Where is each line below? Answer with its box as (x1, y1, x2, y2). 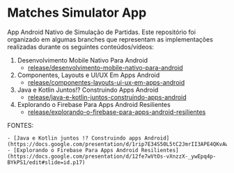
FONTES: (7, 121, 33, 129)
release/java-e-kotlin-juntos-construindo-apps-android (27, 92, 187, 101)
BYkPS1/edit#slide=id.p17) (7, 158, 86, 166)
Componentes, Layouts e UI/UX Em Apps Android (17, 71, 160, 79)
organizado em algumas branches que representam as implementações (7, 35, 214, 43)
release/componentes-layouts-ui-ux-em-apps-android (27, 78, 185, 86)
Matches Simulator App (7, 5, 147, 21)
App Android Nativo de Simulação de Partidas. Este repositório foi (7, 28, 196, 36)
